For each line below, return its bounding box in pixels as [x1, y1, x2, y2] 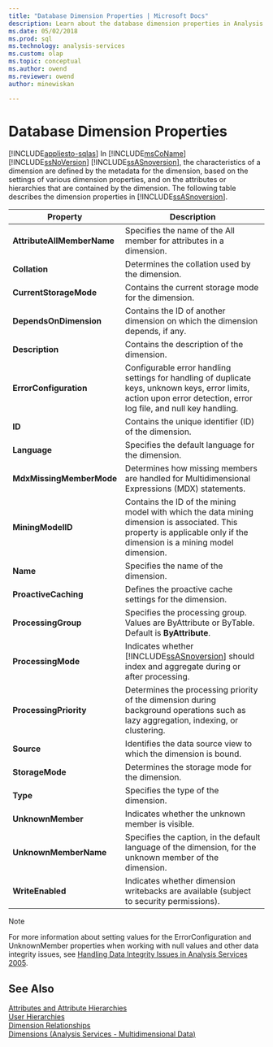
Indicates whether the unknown [124, 808, 246, 819]
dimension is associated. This [124, 517, 238, 528]
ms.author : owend [8, 65, 67, 73]
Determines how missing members [124, 463, 258, 474]
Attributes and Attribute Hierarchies [8, 1003, 128, 1013]
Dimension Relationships [8, 1021, 91, 1031]
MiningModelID [12, 522, 73, 533]
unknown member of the [124, 852, 219, 863]
